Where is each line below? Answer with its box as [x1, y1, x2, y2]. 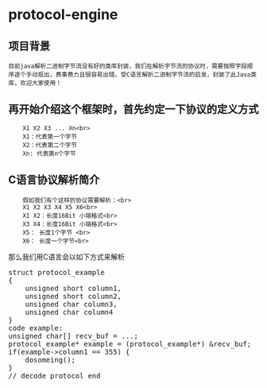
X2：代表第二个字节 [22, 141, 78, 149]
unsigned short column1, [25, 284, 122, 293]
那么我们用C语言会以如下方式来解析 [8, 252, 126, 262]
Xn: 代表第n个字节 [22, 149, 76, 157]
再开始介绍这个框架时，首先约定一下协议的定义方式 [8, 103, 259, 116]
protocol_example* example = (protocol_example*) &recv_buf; [8, 339, 252, 348]
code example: [8, 324, 64, 332]
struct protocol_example [8, 268, 105, 277]
